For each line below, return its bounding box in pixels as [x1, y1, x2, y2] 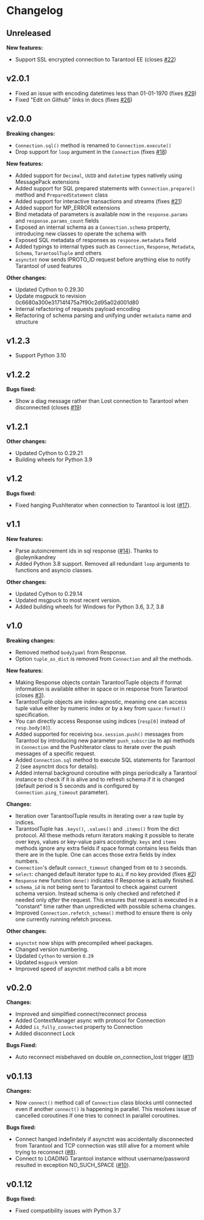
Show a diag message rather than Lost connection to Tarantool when [15, 397, 189, 405]
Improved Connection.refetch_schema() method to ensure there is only [15, 909, 193, 916]
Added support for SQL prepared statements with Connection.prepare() [15, 184, 196, 192]
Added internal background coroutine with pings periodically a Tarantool [15, 769, 197, 776]
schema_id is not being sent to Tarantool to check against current [15, 883, 178, 890]
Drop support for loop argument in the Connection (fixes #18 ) [15, 148, 167, 155]
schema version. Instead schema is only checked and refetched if [15, 890, 181, 897]
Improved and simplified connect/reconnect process [15, 1011, 147, 1018]
